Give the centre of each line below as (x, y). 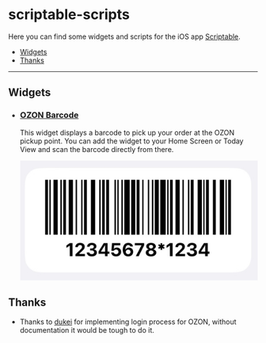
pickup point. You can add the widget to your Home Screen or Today (131, 141)
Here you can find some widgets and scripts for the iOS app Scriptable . (125, 36)
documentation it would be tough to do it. (87, 330)
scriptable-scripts (69, 15)
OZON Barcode (49, 115)
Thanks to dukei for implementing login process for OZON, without (128, 322)
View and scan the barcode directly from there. (97, 149)
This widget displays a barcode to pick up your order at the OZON (127, 132)
